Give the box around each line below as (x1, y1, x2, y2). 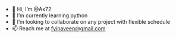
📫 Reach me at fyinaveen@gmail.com (11, 25, 106, 32)
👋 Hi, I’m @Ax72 (11, 6, 52, 12)
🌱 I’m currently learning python (11, 12, 88, 19)
